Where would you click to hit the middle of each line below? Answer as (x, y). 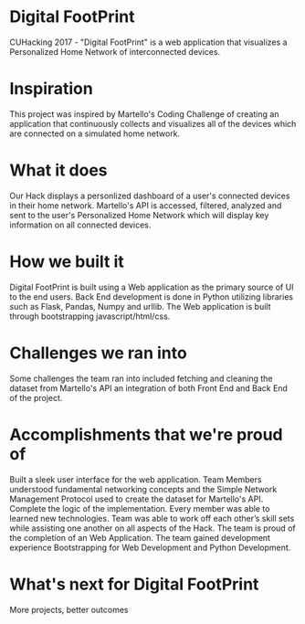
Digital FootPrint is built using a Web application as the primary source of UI (152, 287)
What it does (58, 170)
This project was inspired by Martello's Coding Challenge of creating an (144, 114)
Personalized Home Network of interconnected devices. (115, 51)
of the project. (36, 397)
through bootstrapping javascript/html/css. (90, 316)
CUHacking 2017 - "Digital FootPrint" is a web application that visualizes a (148, 42)
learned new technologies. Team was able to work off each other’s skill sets (152, 518)
